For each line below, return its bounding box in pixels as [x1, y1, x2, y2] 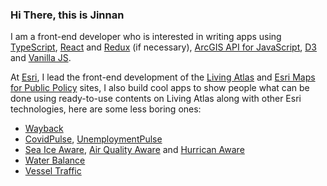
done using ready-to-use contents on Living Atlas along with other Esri [10, 93, 302, 105]
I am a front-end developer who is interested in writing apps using [10, 31, 282, 43]
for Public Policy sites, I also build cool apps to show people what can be [10, 82, 310, 94]
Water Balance [24, 154, 86, 167]
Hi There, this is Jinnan [10, 8, 125, 22]
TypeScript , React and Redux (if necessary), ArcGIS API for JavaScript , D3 [10, 41, 318, 53]
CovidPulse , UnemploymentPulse [24, 133, 163, 145]
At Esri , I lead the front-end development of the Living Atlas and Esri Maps [10, 71, 316, 83]
